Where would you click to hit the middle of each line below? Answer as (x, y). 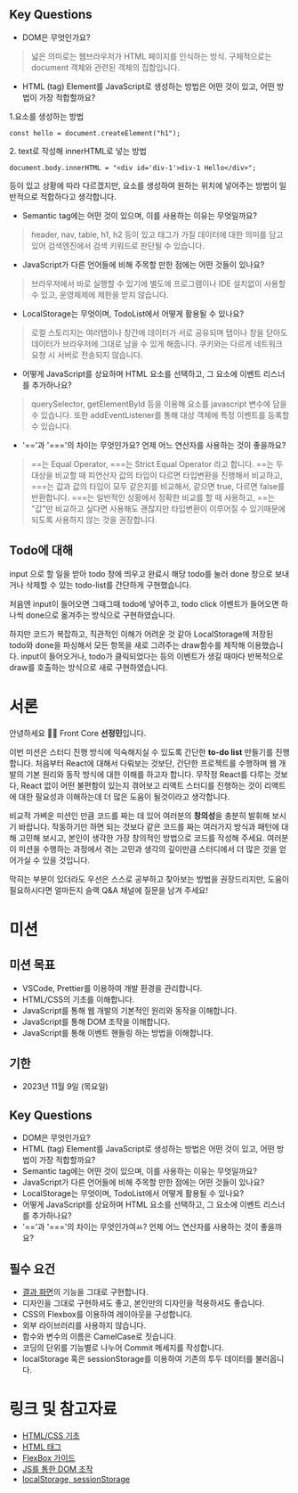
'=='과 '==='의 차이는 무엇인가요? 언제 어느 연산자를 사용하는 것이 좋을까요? (154, 445)
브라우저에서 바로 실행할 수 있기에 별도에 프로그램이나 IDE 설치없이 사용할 (158, 283)
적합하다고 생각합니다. (78, 196)
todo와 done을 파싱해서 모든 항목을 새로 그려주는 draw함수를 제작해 (128, 644)
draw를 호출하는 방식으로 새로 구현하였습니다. (89, 667)
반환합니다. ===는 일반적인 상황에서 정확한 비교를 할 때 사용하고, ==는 (153, 497)
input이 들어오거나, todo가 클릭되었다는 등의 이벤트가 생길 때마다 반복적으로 (152, 656)
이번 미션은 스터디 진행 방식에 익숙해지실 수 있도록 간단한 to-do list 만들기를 (141, 751)
